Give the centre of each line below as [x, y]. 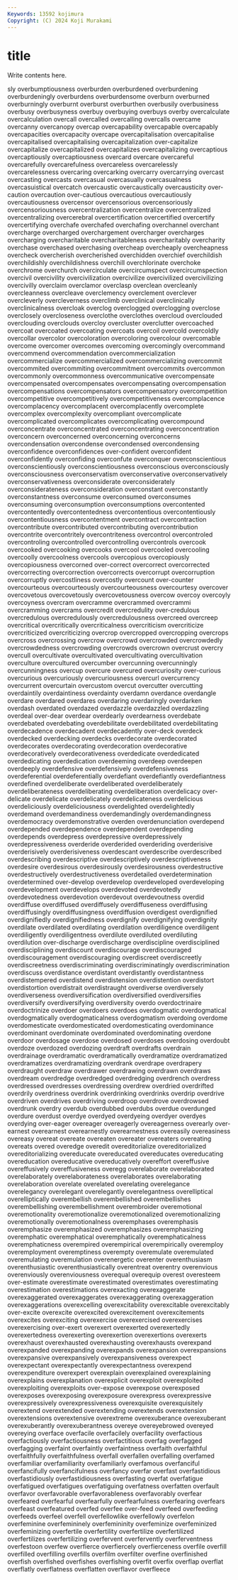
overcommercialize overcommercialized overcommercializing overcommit [115, 361]
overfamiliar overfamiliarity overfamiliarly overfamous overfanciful [104, 1463]
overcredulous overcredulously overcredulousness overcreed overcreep [113, 618]
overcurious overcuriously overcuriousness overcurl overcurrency [104, 678]
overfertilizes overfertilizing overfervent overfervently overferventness [110, 1539]
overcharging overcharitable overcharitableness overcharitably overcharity [116, 240]
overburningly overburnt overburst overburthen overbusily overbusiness [113, 104]
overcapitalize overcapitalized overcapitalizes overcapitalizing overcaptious [118, 149]
